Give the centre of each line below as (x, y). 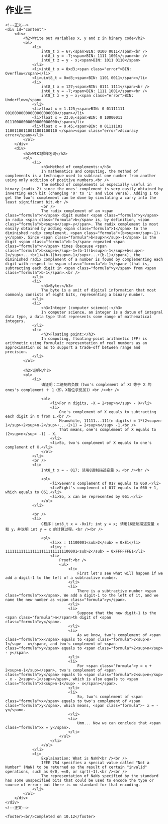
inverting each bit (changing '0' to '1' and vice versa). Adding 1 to (82, 193)
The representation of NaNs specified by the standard (100, 776)
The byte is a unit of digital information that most (99, 290)
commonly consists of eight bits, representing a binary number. (75, 294)
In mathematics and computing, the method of (90, 171)
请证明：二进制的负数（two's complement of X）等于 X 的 (96, 385)
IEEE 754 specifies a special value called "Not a (95, 763)
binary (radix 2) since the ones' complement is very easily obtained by (84, 189)
